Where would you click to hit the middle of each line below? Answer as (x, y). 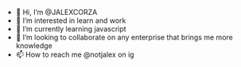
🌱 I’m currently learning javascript (71, 29)
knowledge (34, 46)
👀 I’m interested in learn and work (71, 20)
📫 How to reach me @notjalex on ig (75, 54)
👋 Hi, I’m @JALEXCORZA (56, 12)
